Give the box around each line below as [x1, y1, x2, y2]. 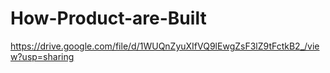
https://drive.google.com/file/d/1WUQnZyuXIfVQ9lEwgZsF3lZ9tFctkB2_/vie [10, 40, 320, 52]
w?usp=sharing [10, 50, 75, 62]
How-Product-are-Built [10, 7, 207, 30]
